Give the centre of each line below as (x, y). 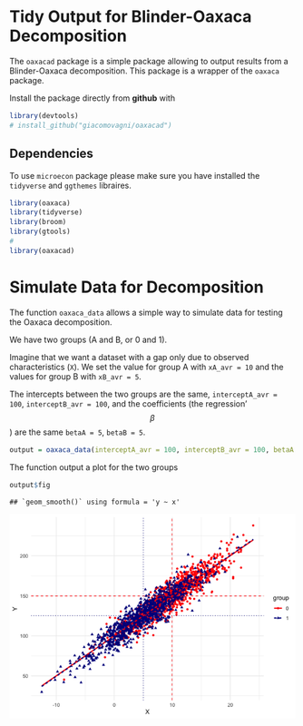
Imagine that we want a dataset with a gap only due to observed (129, 357)
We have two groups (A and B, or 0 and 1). (88, 339)
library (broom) (38, 222)
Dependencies (51, 154)
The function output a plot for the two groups (94, 467)
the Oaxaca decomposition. (61, 322)
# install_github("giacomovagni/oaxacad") (91, 125)
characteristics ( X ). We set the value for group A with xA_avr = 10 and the (147, 367)
